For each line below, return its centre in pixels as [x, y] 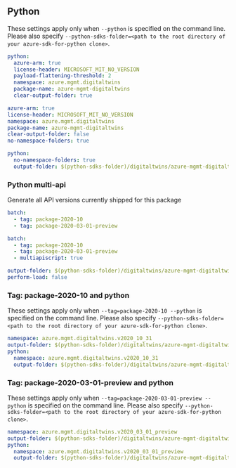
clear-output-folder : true [53, 96]
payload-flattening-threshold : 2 [63, 76]
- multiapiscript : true [48, 258]
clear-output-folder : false [48, 134]
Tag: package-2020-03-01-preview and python [91, 382]
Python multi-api [37, 184]
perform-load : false [38, 278]
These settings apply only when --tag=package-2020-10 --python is [105, 311]
